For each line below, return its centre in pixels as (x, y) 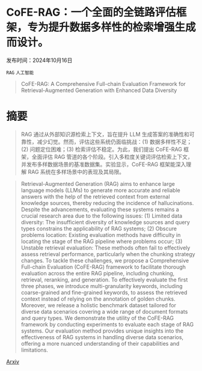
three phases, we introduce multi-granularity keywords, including (102, 286)
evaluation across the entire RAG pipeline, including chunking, (98, 273)
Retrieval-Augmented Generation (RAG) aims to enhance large (98, 183)
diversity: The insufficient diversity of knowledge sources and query (106, 222)
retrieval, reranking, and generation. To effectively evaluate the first (104, 280)
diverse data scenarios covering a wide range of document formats (104, 311)
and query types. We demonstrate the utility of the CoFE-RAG (97, 318)
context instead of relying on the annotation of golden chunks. (98, 299)
